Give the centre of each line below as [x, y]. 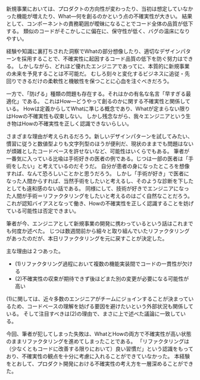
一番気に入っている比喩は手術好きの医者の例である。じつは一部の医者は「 [97, 159]
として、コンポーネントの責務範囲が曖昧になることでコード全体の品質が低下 [100, 24]
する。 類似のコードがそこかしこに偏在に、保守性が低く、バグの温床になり [98, 31]
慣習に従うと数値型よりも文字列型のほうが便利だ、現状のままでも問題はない [100, 144]
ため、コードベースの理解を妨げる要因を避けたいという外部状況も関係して [102, 306]
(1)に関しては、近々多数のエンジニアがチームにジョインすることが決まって [97, 299]
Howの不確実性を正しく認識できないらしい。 [77, 123]
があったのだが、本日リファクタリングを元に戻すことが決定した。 [87, 238]
